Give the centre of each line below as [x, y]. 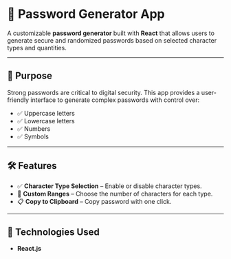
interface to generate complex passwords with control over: [115, 100]
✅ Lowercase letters [46, 121]
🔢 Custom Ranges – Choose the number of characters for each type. [115, 194]
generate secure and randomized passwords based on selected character [112, 40]
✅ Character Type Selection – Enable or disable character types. [109, 186]
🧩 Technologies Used [53, 232]
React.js [29, 249]
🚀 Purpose [30, 76]
